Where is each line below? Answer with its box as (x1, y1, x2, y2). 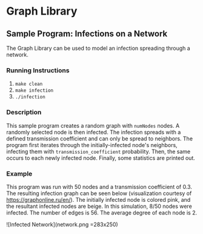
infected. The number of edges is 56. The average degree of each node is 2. (6, 208, 198, 216)
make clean (15, 81, 43, 88)
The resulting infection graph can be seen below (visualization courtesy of (6, 190, 192, 197)
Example (6, 169, 33, 177)
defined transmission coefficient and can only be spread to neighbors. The (6, 135, 193, 142)
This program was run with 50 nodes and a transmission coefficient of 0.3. (6, 183, 193, 190)
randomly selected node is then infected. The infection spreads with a (6, 128, 181, 136)
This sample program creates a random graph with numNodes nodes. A (6, 122, 180, 129)
